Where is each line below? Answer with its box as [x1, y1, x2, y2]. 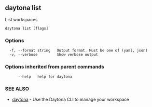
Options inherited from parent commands [5, 64, 105, 70]
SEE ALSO [5, 85, 29, 92]
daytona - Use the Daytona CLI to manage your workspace [12, 96, 129, 102]
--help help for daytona [17, 74, 72, 79]
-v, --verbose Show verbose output [9, 53, 98, 57]
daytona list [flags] [5, 26, 49, 31]
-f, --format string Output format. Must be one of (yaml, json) [9, 48, 148, 53]
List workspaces [5, 16, 38, 22]
